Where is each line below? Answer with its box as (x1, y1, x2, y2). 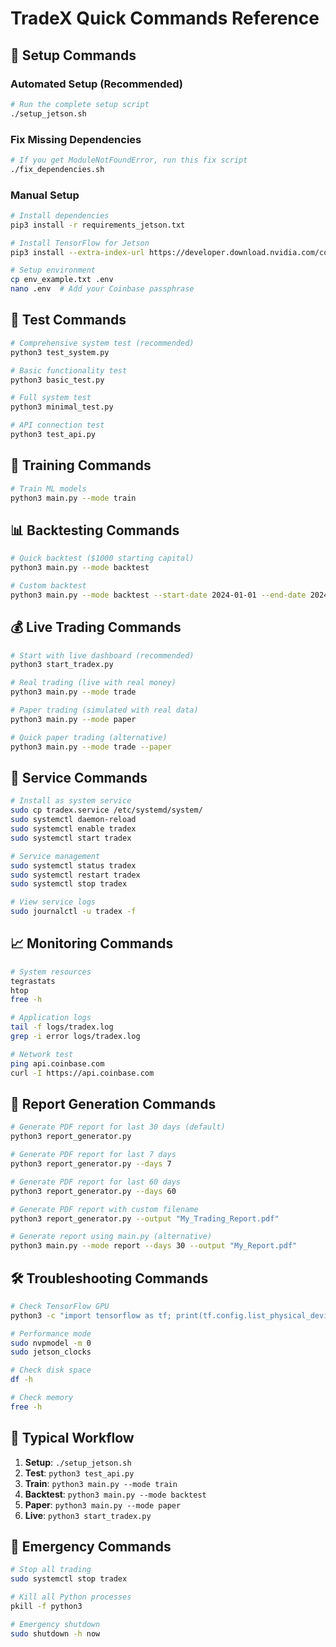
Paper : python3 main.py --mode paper (24, 1498, 182, 1511)
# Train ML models (10, 483, 87, 494)
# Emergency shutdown (10, 1619, 101, 1629)
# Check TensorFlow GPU (10, 1301, 110, 1311)
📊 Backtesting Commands (10, 522, 180, 539)
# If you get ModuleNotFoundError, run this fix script (10, 155, 248, 165)
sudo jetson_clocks (10, 1347, 92, 1357)
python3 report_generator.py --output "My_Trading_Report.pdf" (10, 1213, 280, 1224)
